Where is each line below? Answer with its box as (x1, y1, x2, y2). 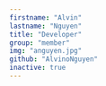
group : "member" (9, 38, 70, 47)
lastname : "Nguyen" (9, 21, 83, 30)
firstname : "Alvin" (9, 13, 83, 22)
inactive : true (9, 64, 66, 73)
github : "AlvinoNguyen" (9, 55, 99, 64)
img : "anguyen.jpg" (9, 47, 83, 56)
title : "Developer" (9, 30, 83, 39)
